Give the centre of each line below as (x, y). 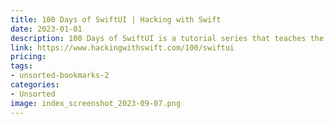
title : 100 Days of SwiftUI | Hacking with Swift (116, 19)
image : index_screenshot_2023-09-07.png (96, 103)
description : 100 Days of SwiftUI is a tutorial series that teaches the (167, 38)
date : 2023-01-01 (46, 29)
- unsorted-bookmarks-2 (60, 76)
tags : (21, 66)
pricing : (28, 57)
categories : (35, 85)
